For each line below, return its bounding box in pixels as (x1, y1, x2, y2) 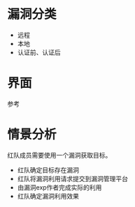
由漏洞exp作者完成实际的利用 (17, 183, 102, 192)
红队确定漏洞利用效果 (17, 192, 79, 200)
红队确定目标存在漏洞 (17, 165, 79, 174)
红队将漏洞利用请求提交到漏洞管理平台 (17, 174, 128, 183)
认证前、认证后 (17, 48, 61, 56)
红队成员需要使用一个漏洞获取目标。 (7, 151, 112, 159)
